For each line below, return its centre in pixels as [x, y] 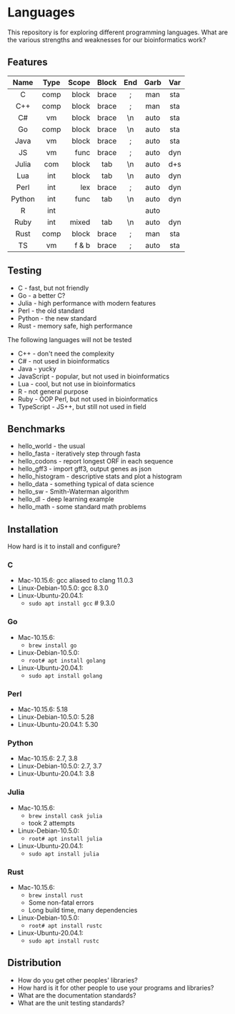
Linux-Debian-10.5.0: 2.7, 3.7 [60, 766]
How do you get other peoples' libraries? [77, 980]
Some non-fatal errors [61, 902]
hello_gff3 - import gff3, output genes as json [85, 469]
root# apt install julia [65, 839]
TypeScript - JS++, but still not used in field [82, 406]
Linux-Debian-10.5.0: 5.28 [56, 717]
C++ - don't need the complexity [66, 353]
